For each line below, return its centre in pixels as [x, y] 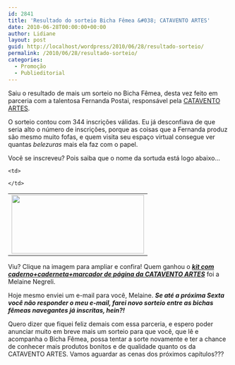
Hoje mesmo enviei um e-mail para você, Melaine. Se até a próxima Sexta [116, 295]
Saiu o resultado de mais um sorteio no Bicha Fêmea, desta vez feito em [113, 93]
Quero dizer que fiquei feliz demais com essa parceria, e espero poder [111, 324]
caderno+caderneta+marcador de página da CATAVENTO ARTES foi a [114, 274]
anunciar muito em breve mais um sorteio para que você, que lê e [103, 331]
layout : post [27, 40]
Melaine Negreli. [32, 281]
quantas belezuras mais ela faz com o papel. [73, 144]
